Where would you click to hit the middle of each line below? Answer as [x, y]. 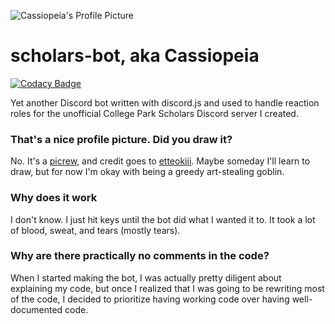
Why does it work [54, 198]
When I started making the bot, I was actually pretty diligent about [146, 277]
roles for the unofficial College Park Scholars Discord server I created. [154, 113]
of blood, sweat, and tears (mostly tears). [95, 230]
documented [36, 309]
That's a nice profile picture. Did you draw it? [121, 139]
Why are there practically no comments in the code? [140, 256]
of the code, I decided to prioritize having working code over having [150, 299]
